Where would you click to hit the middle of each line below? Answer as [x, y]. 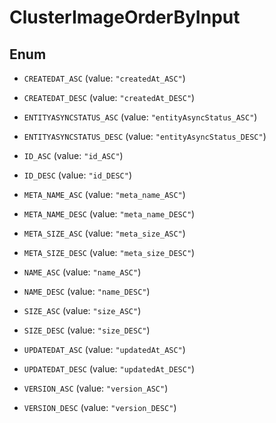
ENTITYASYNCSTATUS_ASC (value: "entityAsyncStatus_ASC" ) [140, 117]
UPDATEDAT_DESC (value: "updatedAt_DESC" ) [109, 369]
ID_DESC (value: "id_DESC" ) [77, 175]
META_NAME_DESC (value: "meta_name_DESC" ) [109, 214]
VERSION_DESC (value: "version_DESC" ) [100, 407]
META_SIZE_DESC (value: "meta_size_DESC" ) [109, 252]
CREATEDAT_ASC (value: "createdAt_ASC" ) [104, 78]
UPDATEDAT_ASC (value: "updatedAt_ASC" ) [104, 349]
